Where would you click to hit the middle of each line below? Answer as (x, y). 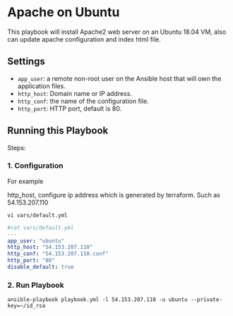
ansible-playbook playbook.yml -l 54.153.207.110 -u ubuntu (98, 300)
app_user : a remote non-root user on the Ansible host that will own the (119, 78)
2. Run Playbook (36, 285)
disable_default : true (41, 267)
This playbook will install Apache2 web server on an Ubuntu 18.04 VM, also (117, 32)
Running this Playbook (58, 131)
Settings (26, 62)
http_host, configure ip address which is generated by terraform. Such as (114, 195)
